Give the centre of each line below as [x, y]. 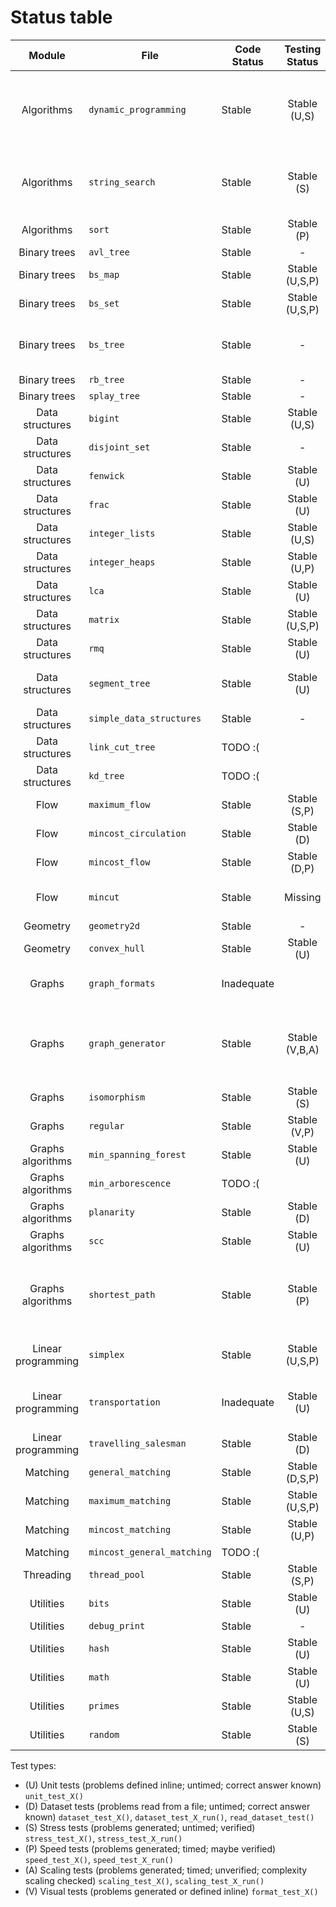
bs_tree [106, 344]
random [104, 1734]
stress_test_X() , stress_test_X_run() [103, 1838]
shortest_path [122, 1294]
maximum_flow [119, 804]
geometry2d [114, 925]
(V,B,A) [302, 1049]
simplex [106, 1354]
